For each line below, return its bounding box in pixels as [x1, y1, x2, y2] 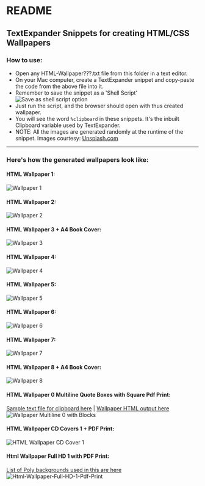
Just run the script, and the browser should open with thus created [15, 102, 184, 109]
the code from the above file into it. [15, 82, 104, 90]
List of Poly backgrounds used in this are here [6, 466, 122, 474]
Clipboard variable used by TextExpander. [15, 121, 121, 129]
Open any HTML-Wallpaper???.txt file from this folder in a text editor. [15, 70, 188, 77]
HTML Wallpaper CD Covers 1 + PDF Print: [6, 425, 115, 432]
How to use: [6, 56, 43, 64]
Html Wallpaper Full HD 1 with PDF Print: [6, 452, 110, 460]
